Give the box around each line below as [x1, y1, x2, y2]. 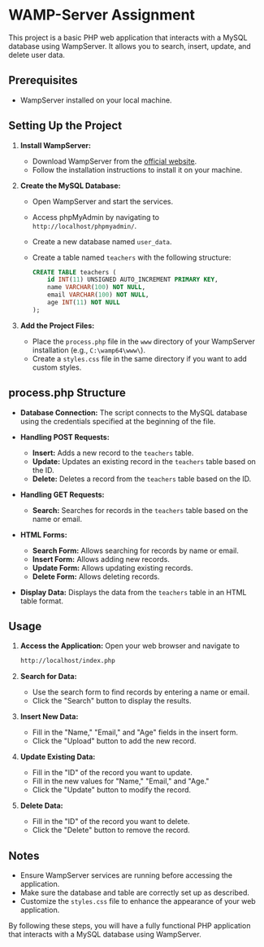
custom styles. [32, 362, 82, 372]
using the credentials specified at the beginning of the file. [19, 416, 216, 426]
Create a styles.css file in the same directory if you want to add [32, 353, 248, 363]
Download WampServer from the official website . [32, 156, 197, 166]
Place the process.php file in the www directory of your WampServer [32, 336, 256, 346]
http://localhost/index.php [19, 657, 115, 665]
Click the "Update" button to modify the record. [32, 785, 192, 795]
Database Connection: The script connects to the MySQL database [19, 407, 248, 417]
